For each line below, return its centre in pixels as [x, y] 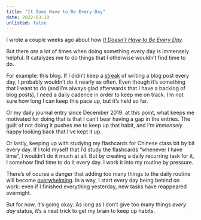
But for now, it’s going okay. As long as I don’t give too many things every [96, 204]
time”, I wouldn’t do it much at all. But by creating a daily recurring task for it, [100, 156]
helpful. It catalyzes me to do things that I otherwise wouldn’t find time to [96, 58]
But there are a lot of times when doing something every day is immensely [98, 51]
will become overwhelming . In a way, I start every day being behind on [93, 181]
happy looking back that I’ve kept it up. [54, 132]
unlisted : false [26, 23]
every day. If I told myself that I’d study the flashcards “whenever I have [95, 149]
